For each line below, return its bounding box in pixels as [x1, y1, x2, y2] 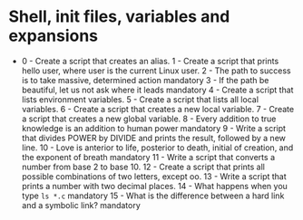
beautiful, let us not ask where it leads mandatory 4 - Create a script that [21, 84, 294, 95]
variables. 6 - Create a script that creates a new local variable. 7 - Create [21, 103, 295, 114]
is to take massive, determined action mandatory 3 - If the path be [21, 74, 269, 85]
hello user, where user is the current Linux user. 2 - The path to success [21, 65, 291, 76]
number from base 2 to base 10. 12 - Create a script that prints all [21, 161, 265, 172]
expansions [8, 25, 99, 46]
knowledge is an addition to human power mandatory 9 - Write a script [21, 122, 287, 133]
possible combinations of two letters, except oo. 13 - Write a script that [21, 170, 287, 182]
